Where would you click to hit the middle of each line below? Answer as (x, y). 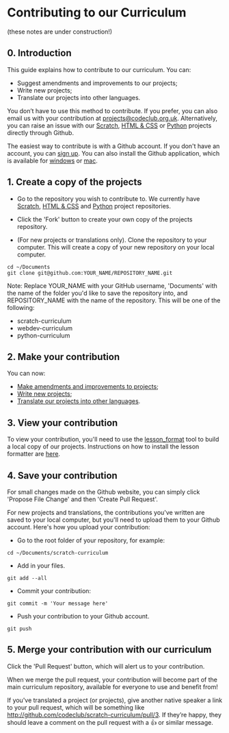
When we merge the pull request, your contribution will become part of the (112, 680)
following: (21, 307)
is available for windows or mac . (52, 160)
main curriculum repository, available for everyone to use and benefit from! (113, 686)
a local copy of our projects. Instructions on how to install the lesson (103, 446)
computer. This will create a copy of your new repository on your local (116, 247)
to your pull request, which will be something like (76, 707)
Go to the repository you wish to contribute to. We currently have (108, 199)
